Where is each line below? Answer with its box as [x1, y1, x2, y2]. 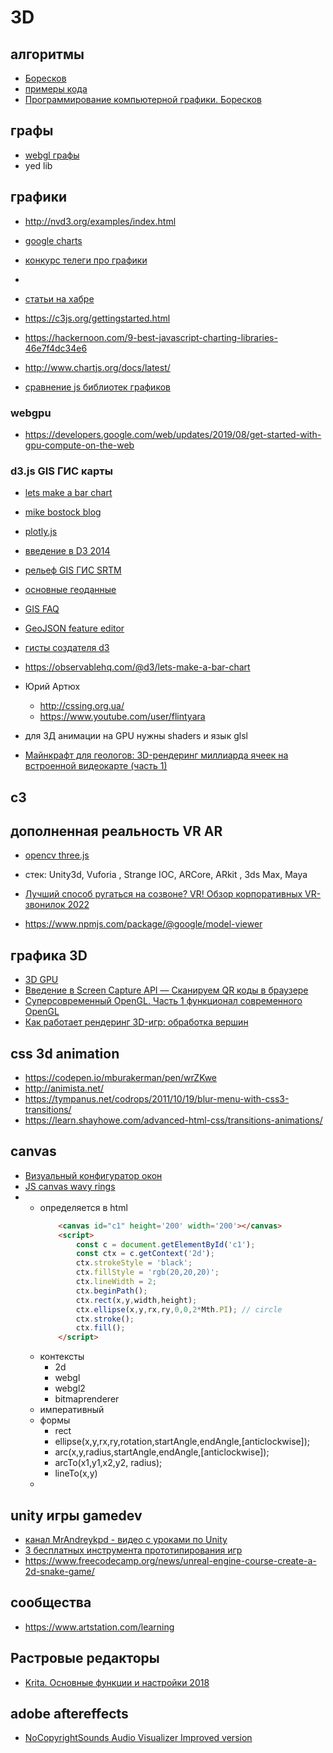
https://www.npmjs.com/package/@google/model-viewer [24, 918, 263, 930]
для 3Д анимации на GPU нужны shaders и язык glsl [24, 730, 248, 742]
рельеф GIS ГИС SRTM [24, 564, 122, 576]
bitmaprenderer [54, 1393, 120, 1405]
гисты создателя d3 [24, 642, 110, 654]
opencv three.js [24, 849, 90, 861]
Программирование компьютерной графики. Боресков [24, 94, 262, 105]
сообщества [10, 1594, 92, 1611]
